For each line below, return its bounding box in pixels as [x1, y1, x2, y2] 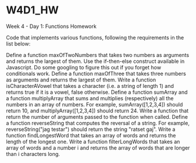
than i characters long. [6, 150, 60, 157]
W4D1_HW [6, 3, 60, 17]
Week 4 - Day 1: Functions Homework [6, 23, 97, 30]
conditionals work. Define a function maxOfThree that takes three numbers [6, 70, 187, 77]
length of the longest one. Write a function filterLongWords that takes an [6, 138, 180, 145]
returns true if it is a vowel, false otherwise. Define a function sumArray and [6, 88, 188, 95]
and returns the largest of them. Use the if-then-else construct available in [6, 58, 185, 65]
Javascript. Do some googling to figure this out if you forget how [6, 63, 162, 70]
